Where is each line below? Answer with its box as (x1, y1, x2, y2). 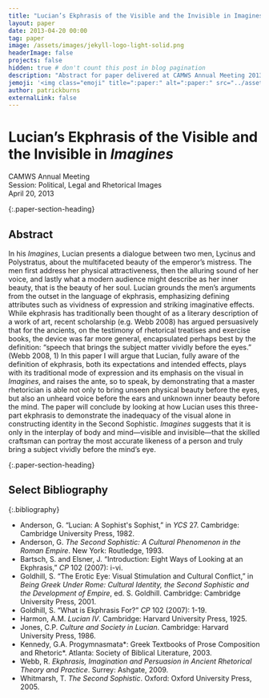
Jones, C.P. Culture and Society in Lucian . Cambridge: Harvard (19, 622, 229, 631)
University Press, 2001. (19, 596, 97, 606)
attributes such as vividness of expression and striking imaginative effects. (8, 300, 255, 309)
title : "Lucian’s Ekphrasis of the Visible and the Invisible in (8, 11, 231, 20)
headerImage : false (8, 49, 74, 57)
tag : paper (8, 34, 45, 42)
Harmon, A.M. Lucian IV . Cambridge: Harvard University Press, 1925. (19, 614, 247, 623)
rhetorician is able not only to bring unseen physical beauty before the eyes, (8, 385, 260, 394)
